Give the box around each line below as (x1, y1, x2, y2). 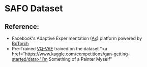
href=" (11, 51, 26, 57)
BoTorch (11, 41, 29, 46)
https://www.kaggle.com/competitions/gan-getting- (25, 51, 130, 57)
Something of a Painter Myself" (48, 56, 113, 62)
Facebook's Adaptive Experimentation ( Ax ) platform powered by (11, 35, 142, 41)
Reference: (4, 22, 39, 31)
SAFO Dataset (4, 3, 63, 14)
